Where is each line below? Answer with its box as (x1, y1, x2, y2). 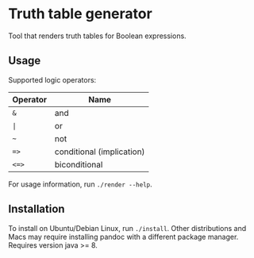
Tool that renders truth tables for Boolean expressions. (8, 31, 187, 40)
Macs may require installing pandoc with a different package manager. (8, 232, 239, 241)
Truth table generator (8, 5, 152, 23)
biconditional (54, 159, 103, 170)
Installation (8, 202, 65, 216)
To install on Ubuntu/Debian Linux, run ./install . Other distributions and (8, 223, 247, 233)
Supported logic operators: (8, 75, 97, 84)
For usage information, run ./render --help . (8, 179, 152, 189)
